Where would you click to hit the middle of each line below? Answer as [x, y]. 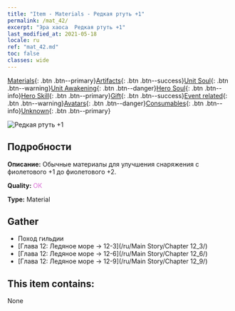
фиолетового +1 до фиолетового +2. [62, 172]
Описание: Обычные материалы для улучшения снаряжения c [103, 164]
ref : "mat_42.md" [33, 47]
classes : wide [28, 60]
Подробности [40, 147]
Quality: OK [25, 185]
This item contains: [51, 284]
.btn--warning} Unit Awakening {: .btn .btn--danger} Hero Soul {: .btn [105, 88]
